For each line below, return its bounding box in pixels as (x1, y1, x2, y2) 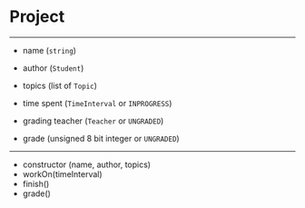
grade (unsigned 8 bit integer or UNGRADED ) (22, 133, 180, 144)
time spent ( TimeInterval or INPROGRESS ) (22, 97, 172, 108)
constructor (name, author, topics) (22, 159, 152, 170)
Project (9, 6, 65, 27)
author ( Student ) (22, 62, 84, 74)
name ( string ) (22, 45, 77, 55)
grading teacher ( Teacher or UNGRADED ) (22, 115, 164, 126)
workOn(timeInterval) (22, 168, 103, 179)
